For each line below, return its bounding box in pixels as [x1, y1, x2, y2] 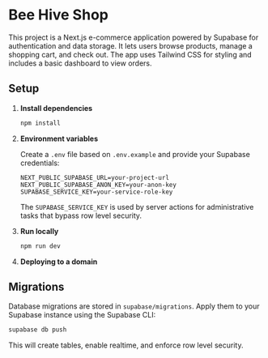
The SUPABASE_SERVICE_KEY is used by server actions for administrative [19, 202, 254, 211]
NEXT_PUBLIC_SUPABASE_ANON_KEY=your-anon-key [19, 181, 177, 189]
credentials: [19, 158, 60, 168]
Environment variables [19, 134, 99, 143]
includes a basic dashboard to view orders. [8, 58, 152, 68]
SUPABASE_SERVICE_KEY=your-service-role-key [19, 188, 173, 196]
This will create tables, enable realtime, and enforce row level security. [8, 340, 244, 350]
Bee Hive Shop [8, 6, 109, 24]
